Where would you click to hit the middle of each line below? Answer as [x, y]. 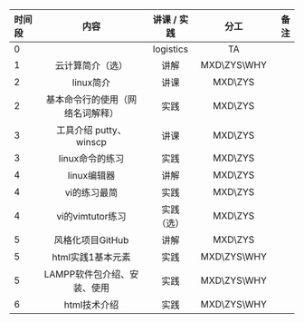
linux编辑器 [91, 176]
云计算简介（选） [91, 65]
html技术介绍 [91, 305]
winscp [91, 142]
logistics [170, 49]
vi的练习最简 [91, 192]
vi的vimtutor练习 [91, 216]
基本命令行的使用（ [87, 99]
